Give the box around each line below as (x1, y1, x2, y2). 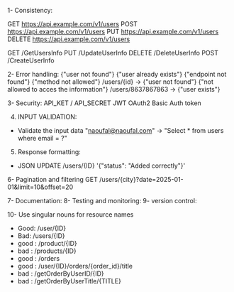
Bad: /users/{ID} (17, 232, 65, 240)
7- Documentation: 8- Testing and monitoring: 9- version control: (7, 197, 197, 205)
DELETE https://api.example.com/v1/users (7, 35, 130, 43)
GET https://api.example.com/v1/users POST (7, 20, 138, 28)
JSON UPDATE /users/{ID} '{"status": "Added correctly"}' (17, 161, 186, 170)
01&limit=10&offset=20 (7, 183, 74, 191)
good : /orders (17, 254, 60, 262)
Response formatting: (17, 148, 82, 156)
